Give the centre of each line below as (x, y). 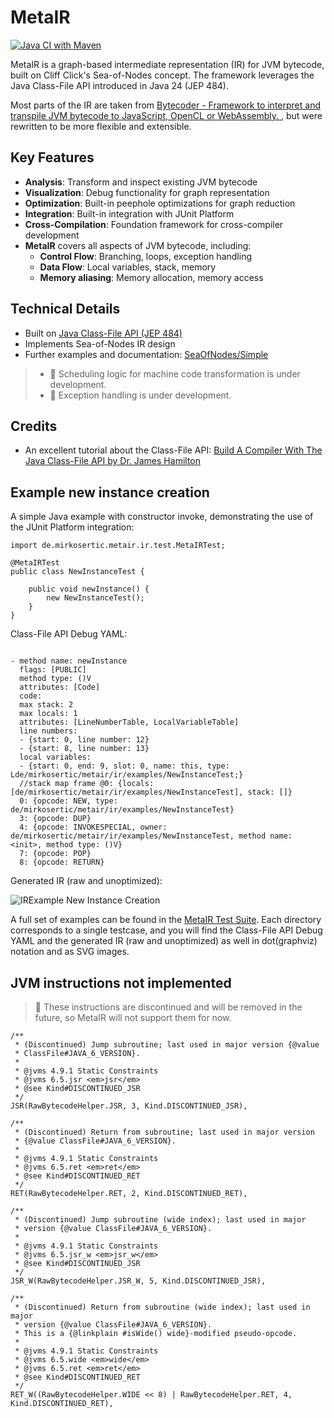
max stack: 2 (46, 705)
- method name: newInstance (69, 661)
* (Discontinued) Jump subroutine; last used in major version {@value (167, 1045)
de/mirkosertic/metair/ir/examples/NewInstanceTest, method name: (151, 836)
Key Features (52, 157)
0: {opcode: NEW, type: (68, 801)
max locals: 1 (48, 714)
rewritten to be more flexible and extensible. (101, 126)
